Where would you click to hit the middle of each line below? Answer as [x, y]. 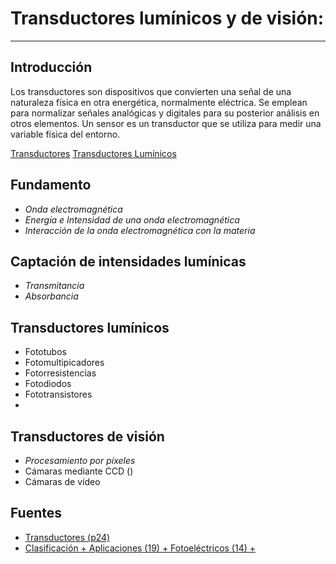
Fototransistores [58, 394]
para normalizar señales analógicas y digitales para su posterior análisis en [165, 113]
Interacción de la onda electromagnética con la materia [140, 230]
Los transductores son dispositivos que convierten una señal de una [151, 91]
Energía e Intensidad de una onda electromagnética [132, 219]
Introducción [51, 67]
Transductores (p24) [67, 537]
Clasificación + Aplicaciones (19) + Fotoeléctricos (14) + [140, 548]
